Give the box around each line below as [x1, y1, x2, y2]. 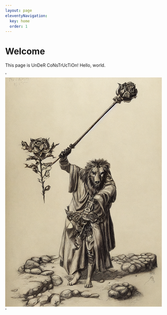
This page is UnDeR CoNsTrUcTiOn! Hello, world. [5, 62, 106, 68]
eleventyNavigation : [5, 13, 48, 18]
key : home [9, 18, 30, 23]
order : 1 [9, 24, 28, 29]
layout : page [5, 8, 32, 13]
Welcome [5, 46, 45, 57]
